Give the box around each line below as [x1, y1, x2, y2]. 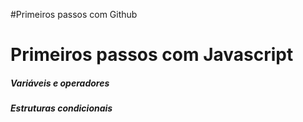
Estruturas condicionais [10, 102, 113, 114]
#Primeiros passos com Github [10, 9, 138, 20]
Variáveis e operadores [10, 77, 110, 89]
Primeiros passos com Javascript [10, 44, 294, 66]
